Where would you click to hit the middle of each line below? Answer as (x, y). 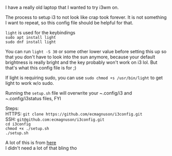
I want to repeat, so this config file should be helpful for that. (69, 23)
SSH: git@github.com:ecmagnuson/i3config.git (55, 119)
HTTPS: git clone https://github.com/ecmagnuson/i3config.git (74, 114)
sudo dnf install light (31, 42)
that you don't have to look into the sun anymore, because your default (80, 57)
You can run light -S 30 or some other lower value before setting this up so (86, 51)
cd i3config (18, 124)
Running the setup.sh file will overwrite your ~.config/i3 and (69, 93)
